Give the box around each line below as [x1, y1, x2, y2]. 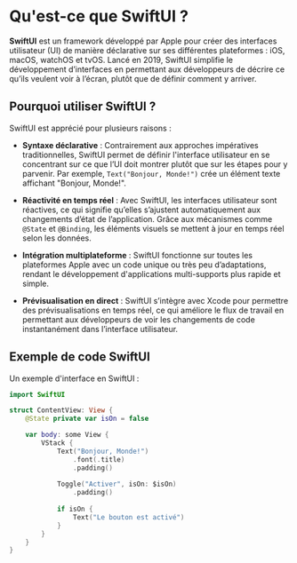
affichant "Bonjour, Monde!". [21, 178, 127, 188]
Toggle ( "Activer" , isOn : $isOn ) [56, 480, 177, 489]
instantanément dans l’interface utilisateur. [21, 323, 179, 334]
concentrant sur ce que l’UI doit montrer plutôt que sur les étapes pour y [21, 158, 288, 170]
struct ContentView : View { [9, 406, 114, 415]
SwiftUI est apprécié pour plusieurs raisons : [9, 123, 172, 133]
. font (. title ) [72, 455, 125, 464]
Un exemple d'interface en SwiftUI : [9, 373, 140, 384]
